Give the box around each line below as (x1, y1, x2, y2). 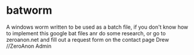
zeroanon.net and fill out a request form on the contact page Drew (6, 36, 169, 43)
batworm (6, 4, 53, 17)
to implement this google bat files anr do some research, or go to (6, 29, 166, 36)
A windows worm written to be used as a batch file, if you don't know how (6, 23, 189, 30)
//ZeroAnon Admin (6, 42, 52, 50)
